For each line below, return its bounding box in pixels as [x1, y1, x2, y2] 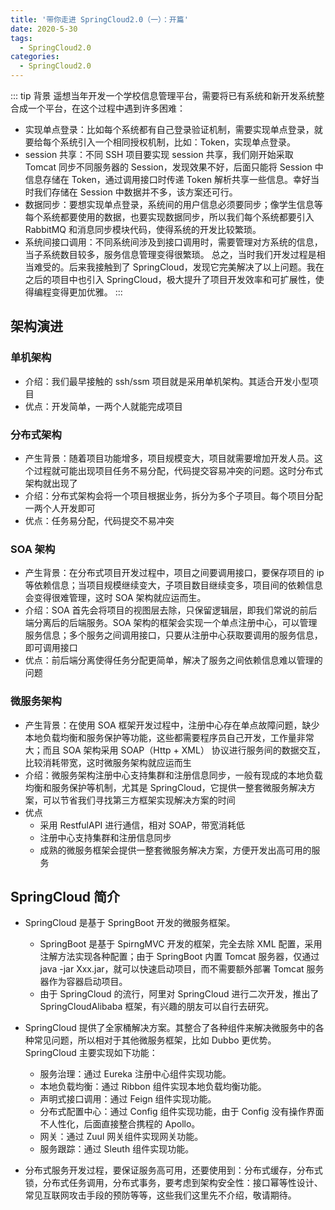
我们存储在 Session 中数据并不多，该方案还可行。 [33, 186, 238, 198]
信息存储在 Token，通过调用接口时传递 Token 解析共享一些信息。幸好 [24, 174, 311, 185]
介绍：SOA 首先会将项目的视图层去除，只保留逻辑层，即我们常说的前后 [24, 604, 318, 616]
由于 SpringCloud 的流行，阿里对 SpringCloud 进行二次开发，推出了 [39, 988, 320, 1000]
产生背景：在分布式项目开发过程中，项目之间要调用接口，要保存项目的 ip [24, 567, 325, 579]
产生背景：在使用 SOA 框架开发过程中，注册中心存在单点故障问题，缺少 [24, 719, 320, 731]
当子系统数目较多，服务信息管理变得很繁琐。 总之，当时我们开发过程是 [24, 249, 317, 260]
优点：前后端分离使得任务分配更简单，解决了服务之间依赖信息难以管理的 [24, 654, 323, 666]
